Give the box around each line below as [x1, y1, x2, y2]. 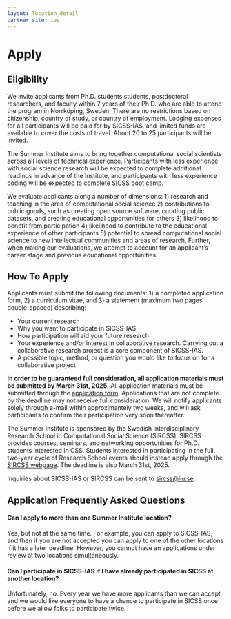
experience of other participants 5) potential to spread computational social [7, 228, 222, 237]
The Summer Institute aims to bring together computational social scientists [7, 149, 222, 157]
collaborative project [17, 361, 76, 369]
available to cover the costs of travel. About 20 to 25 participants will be [7, 128, 212, 137]
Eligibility [7, 74, 48, 86]
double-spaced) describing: [7, 304, 87, 312]
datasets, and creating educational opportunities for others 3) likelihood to [7, 214, 219, 222]
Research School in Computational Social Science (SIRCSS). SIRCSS [7, 432, 201, 440]
